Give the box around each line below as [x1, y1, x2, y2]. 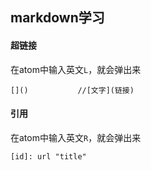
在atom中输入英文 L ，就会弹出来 [10, 63, 142, 75]
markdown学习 [10, 9, 105, 27]
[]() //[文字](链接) [10, 85, 135, 95]
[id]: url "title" [10, 151, 87, 162]
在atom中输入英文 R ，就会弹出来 [10, 131, 142, 143]
